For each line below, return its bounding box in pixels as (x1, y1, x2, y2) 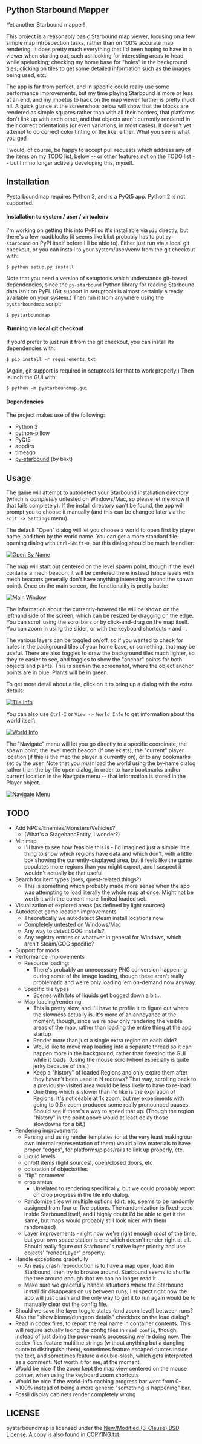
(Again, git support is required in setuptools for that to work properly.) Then (6, 367, 194, 374)
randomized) (24, 1223, 56, 1230)
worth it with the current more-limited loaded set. (24, 895, 147, 902)
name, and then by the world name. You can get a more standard (6, 533, 168, 540)
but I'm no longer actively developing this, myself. (10, 159, 134, 166)
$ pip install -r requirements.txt (6, 357, 96, 363)
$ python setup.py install (6, 263, 74, 270)
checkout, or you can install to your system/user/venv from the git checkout (6, 245, 195, 253)
